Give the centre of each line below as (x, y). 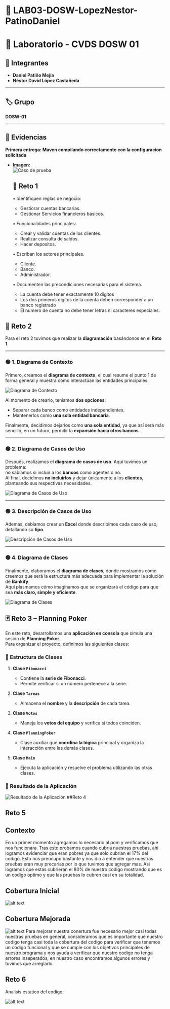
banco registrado (38, 305)
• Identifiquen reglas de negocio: (47, 198)
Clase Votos (25, 713)
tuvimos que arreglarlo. (30, 963)
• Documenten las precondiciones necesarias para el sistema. (77, 284)
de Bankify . (17, 581)
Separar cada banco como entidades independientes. (69, 410)
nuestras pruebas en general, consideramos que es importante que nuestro (84, 936)
